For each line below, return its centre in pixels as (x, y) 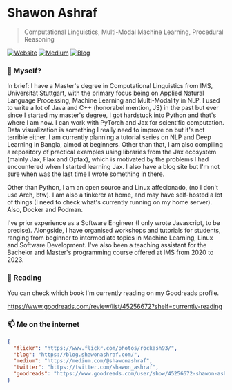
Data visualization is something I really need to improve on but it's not (106, 130)
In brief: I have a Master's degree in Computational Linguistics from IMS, (110, 86)
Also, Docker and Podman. (45, 210)
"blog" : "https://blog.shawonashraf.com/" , (77, 355)
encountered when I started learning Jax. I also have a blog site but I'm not (114, 167)
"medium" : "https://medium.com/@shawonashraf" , (83, 361)
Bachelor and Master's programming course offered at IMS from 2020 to (110, 252)
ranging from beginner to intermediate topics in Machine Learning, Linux (110, 238)
